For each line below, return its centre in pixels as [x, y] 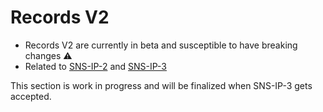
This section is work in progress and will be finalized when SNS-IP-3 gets [161, 85]
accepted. [31, 96]
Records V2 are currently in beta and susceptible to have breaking [161, 45]
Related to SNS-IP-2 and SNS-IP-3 [95, 66]
